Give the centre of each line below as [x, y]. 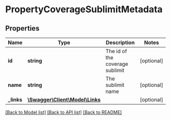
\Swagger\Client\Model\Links [64, 100]
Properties [22, 28]
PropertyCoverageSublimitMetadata [84, 9]
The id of [116, 51]
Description [120, 43]
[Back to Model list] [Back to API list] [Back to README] [64, 112]
